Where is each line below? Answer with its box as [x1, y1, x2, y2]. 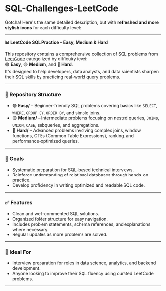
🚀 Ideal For [5, 248, 31, 255]
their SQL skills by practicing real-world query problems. [5, 74, 120, 80]
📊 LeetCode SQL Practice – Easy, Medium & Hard [5, 39, 108, 45]
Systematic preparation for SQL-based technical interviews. [12, 167, 134, 173]
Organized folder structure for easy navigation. [12, 216, 108, 222]
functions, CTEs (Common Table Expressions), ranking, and [12, 133, 134, 139]
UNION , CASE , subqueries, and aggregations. [12, 122, 100, 128]
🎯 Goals [5, 155, 24, 162]
